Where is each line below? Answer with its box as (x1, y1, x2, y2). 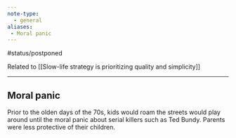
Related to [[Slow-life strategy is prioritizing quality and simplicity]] (7, 62, 201, 71)
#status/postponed (7, 49, 63, 57)
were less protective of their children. (7, 123, 116, 132)
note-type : (7, 10, 39, 18)
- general (13, 17, 42, 24)
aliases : (7, 23, 33, 30)
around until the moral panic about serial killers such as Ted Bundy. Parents (7, 116, 225, 124)
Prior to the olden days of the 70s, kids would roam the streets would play (7, 108, 221, 116)
